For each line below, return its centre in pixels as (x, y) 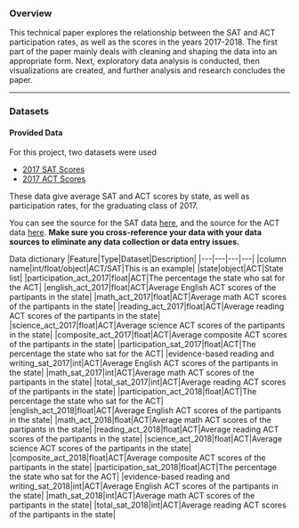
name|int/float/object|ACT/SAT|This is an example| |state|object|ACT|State (146, 269)
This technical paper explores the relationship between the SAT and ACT (142, 33)
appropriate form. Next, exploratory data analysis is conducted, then (135, 61)
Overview (31, 13)
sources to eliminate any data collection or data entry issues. (125, 242)
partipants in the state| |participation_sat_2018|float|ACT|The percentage (143, 467)
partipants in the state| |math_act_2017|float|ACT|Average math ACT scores (148, 297)
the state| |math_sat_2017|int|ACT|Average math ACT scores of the (132, 373)
